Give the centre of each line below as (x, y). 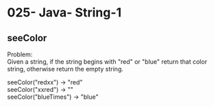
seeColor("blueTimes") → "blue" (53, 97)
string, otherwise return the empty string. (65, 69)
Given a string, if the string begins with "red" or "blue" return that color (107, 62)
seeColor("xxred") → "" (40, 90)
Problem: (20, 54)
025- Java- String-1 (64, 13)
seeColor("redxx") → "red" (45, 82)
